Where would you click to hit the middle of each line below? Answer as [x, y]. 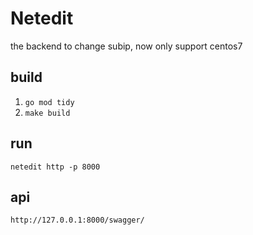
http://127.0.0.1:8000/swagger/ [77, 220]
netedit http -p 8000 [55, 167]
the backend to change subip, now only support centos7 [126, 46]
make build [47, 113]
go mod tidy [49, 102]
